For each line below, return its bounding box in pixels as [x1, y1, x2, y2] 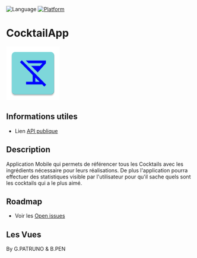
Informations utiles [6, 112, 78, 122]
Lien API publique [14, 127, 58, 134]
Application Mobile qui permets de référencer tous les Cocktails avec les [6, 161, 184, 168]
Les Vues [6, 229, 42, 240]
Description [6, 144, 50, 155]
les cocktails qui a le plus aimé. [6, 179, 82, 187]
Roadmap [6, 196, 43, 206]
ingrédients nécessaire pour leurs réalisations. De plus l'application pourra [6, 166, 188, 174]
